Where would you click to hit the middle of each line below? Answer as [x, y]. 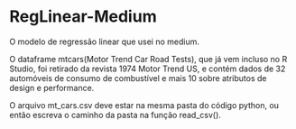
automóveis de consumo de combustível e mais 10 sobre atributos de [138, 78]
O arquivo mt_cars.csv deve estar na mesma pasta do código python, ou [144, 105]
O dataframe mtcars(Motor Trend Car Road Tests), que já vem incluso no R [148, 59]
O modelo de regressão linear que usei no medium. [105, 41]
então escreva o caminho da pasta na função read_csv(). [115, 115]
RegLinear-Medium [83, 17]
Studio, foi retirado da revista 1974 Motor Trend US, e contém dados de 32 [148, 69]
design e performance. [52, 88]
